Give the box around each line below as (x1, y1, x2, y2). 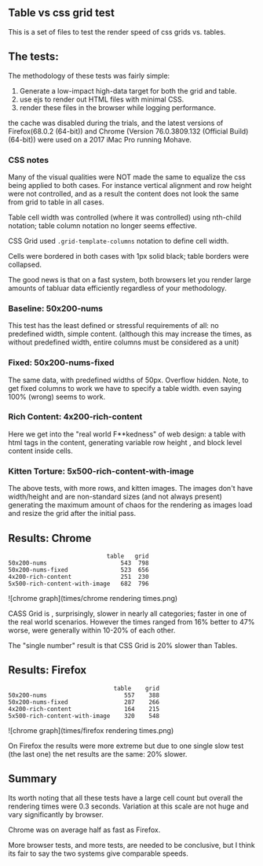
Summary (8, 772, 57, 786)
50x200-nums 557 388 (8, 691, 159, 699)
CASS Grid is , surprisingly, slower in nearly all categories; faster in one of (8, 609, 247, 618)
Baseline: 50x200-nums (8, 303, 104, 314)
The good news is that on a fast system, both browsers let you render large (8, 275, 251, 284)
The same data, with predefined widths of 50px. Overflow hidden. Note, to (8, 375, 249, 385)
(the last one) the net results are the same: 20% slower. (8, 749, 188, 758)
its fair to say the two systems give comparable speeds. (8, 849, 188, 858)
